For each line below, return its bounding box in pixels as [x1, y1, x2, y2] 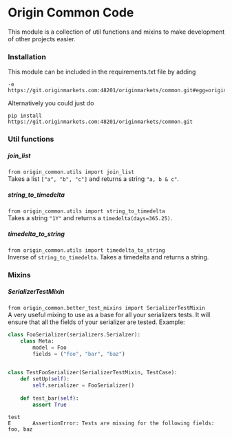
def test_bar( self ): [20, 394, 79, 402]
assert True [32, 401, 67, 408]
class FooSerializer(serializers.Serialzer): [8, 331, 140, 338]
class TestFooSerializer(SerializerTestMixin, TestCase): [8, 370, 178, 376]
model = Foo [32, 344, 67, 351]
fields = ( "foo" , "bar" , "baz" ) [32, 350, 126, 357]
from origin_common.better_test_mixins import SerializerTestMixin [8, 304, 206, 311]
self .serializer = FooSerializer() [32, 382, 135, 389]
